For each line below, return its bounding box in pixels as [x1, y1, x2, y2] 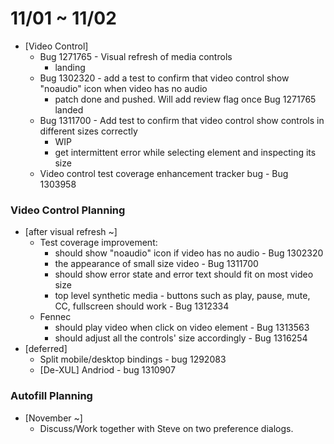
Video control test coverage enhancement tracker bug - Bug [39, 167, 289, 179]
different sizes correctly [39, 125, 138, 137]
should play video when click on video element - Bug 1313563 [54, 322, 310, 334]
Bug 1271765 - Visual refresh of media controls [39, 50, 233, 62]
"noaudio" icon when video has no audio [39, 82, 208, 94]
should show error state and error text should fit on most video [54, 268, 314, 281]
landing [54, 61, 86, 73]
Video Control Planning [10, 203, 126, 217]
